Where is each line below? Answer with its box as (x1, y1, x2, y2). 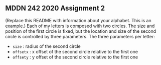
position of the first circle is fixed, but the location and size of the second (5, 28, 156, 34)
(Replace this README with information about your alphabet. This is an (5, 17, 151, 23)
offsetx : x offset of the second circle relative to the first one (12, 48, 138, 54)
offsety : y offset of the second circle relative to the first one (12, 54, 138, 60)
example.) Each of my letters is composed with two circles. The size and (5, 23, 155, 29)
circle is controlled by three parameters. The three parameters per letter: (5, 33, 155, 39)
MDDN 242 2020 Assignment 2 (5, 4, 105, 13)
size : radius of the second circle (12, 43, 81, 49)
